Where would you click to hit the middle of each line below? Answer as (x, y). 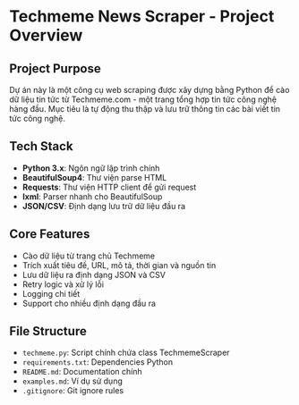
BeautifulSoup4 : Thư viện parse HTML (94, 177)
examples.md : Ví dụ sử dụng (73, 381)
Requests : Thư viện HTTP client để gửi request (109, 187)
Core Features (50, 234)
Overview (46, 35)
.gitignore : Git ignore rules (73, 391)
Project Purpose (55, 68)
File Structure (48, 331)
